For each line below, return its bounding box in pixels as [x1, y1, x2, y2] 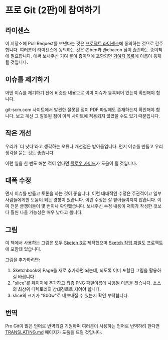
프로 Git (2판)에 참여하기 [5, 5, 101, 16]
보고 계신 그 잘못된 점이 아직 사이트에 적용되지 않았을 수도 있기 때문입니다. [16, 112, 160, 119]
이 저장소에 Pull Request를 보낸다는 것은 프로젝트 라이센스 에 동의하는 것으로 [5, 41, 154, 46]
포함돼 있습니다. [10, 246, 42, 252]
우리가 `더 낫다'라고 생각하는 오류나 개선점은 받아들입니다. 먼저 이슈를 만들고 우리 [5, 143, 163, 149]
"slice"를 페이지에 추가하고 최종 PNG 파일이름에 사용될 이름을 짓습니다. [12, 280, 152, 286]
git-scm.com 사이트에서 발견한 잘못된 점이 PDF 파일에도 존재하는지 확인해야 [5, 106, 155, 112]
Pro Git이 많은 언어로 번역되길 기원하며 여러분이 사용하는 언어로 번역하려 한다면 [5, 323, 160, 329]
